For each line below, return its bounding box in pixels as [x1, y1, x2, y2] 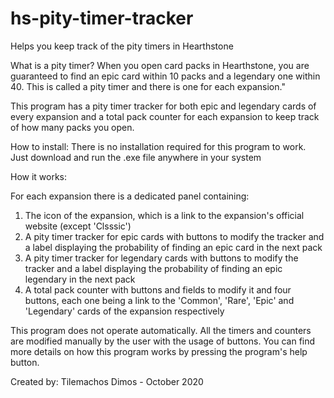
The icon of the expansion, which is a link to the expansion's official [24, 209, 305, 221]
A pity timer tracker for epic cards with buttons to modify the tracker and [24, 230, 325, 242]
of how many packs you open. [10, 121, 135, 133]
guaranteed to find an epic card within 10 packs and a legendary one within [10, 70, 321, 82]
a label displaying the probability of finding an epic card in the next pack [24, 241, 323, 253]
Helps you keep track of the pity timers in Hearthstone [10, 40, 234, 52]
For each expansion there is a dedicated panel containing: [10, 190, 250, 202]
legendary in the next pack [24, 273, 136, 285]
